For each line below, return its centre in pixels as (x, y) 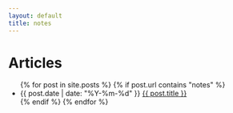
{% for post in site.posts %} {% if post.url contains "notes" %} (123, 85)
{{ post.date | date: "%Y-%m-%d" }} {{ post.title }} (103, 94)
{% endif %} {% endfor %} (64, 102)
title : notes (30, 23)
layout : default (35, 16)
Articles (35, 63)
